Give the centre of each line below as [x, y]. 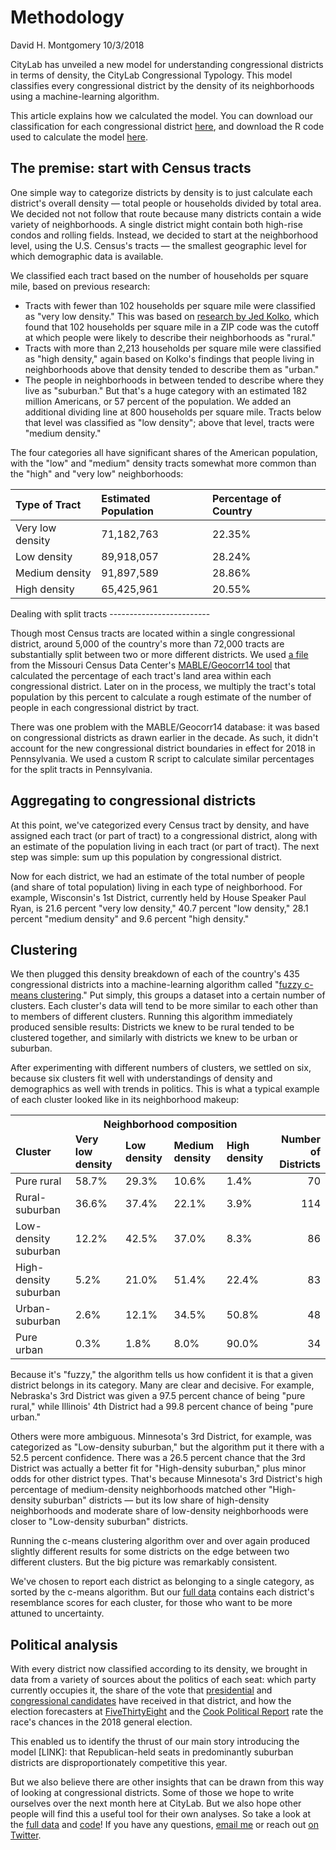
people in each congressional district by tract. [105, 707]
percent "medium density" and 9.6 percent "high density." [130, 918]
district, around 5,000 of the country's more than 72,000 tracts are [147, 643]
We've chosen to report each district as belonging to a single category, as [162, 1582]
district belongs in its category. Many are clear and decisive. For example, [162, 1385]
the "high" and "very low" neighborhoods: [97, 473]
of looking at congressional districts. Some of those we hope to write [152, 1793]
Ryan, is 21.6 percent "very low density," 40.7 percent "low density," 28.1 [159, 908]
